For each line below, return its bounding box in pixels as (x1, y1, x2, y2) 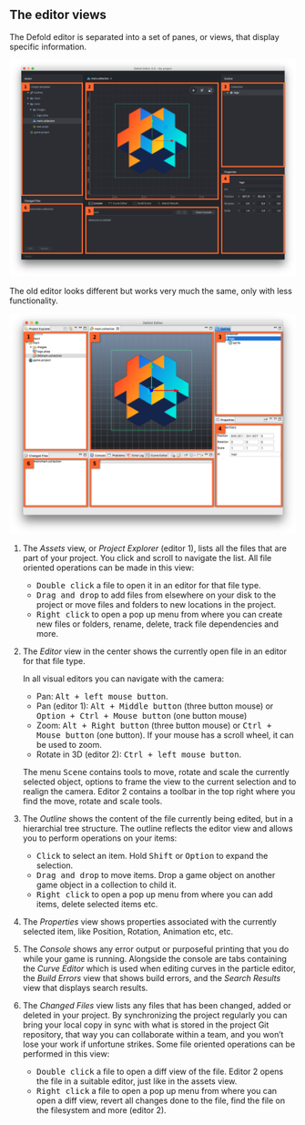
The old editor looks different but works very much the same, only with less (9, 286, 293, 297)
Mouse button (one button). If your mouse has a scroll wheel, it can (36, 730, 294, 741)
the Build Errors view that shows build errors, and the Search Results (22, 973, 281, 984)
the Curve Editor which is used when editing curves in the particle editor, (22, 963, 296, 974)
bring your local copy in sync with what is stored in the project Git (22, 1019, 269, 1030)
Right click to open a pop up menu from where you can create (36, 609, 283, 620)
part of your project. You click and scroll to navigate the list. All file (22, 553, 272, 564)
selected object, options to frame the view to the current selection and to (22, 776, 297, 787)
